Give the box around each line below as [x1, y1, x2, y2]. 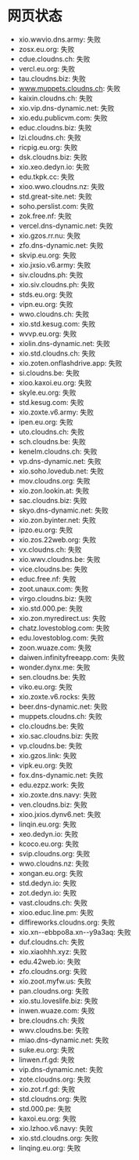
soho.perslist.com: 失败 [18, 201, 94, 210]
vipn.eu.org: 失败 [18, 299, 73, 308]
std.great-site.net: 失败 [18, 192, 93, 201]
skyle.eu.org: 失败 [18, 388, 77, 397]
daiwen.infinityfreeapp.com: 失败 [18, 652, 126, 662]
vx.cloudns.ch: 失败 [18, 545, 82, 554]
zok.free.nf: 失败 [18, 211, 72, 221]
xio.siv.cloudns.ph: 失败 [18, 279, 95, 289]
